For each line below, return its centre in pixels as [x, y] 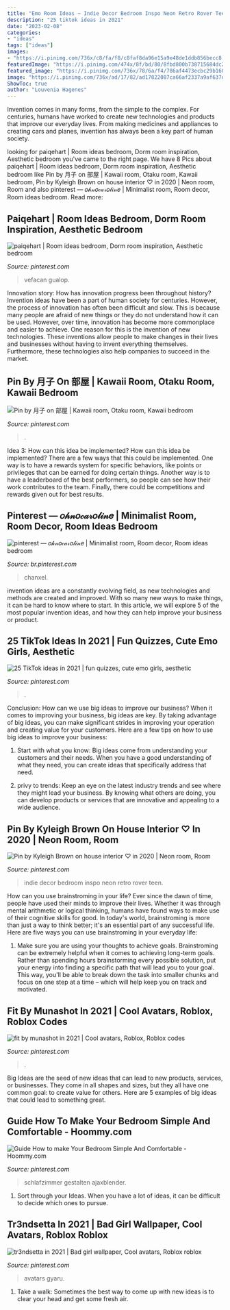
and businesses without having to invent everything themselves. [98, 344]
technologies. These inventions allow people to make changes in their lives [113, 336]
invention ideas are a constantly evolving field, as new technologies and [108, 591]
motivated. [32, 989]
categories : [24, 33]
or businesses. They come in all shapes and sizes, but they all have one [108, 1085]
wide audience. [39, 807]
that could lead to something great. [56, 1100]
